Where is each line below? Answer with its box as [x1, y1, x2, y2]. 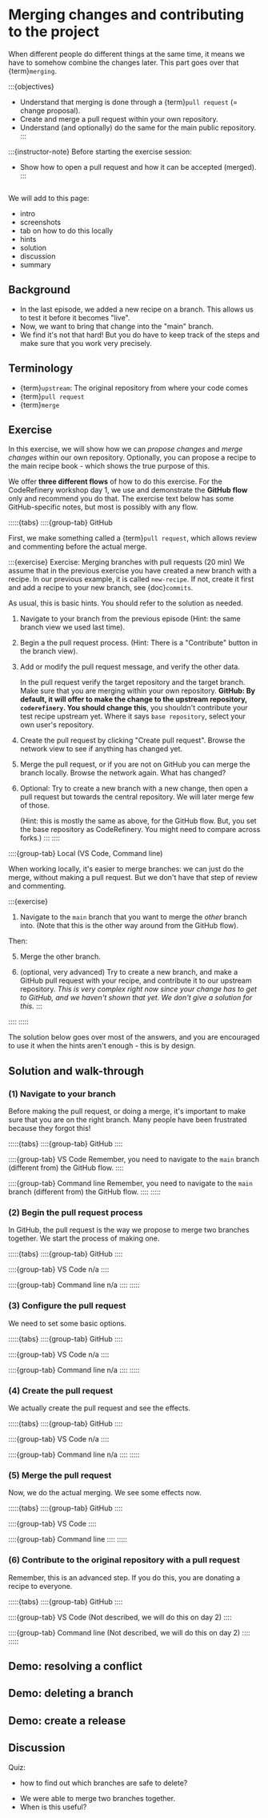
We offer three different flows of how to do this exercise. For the [8, 477, 222, 486]
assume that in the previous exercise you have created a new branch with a [8, 566, 258, 576]
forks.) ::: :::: [19, 833, 60, 843]
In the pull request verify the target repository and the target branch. [19, 678, 246, 687]
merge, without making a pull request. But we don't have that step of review [8, 873, 258, 883]
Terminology [8, 362, 74, 376]
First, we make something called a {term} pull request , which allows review [8, 533, 258, 543]
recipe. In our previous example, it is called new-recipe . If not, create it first [8, 574, 254, 584]
